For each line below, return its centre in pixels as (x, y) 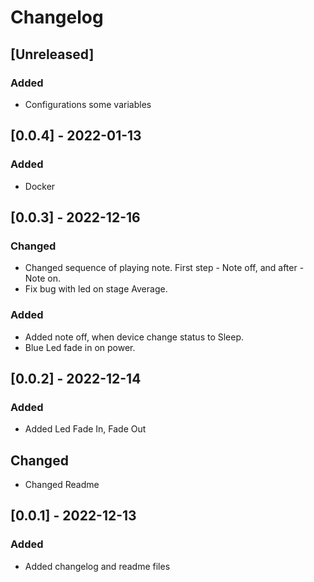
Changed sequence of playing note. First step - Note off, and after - (164, 268)
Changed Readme (62, 485)
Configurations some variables (88, 104)
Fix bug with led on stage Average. (96, 289)
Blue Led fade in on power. (80, 347)
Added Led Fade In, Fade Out (85, 429)
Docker (40, 186)
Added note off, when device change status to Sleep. (134, 337)
